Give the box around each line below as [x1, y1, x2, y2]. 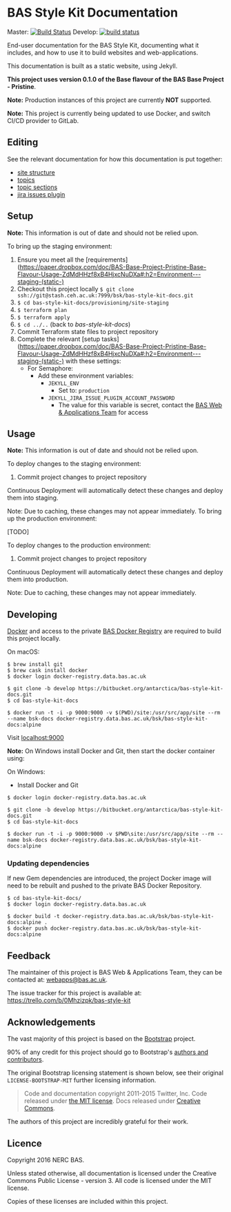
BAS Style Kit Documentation [7, 5, 178, 21]
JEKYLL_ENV [48, 380, 79, 387]
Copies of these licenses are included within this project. [7, 1197, 168, 1205]
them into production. [7, 575, 69, 584]
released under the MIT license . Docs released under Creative [23, 1097, 201, 1105]
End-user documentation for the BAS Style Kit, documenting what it [7, 41, 199, 49]
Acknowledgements [7, 1016, 96, 1028]
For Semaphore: [27, 364, 74, 372]
